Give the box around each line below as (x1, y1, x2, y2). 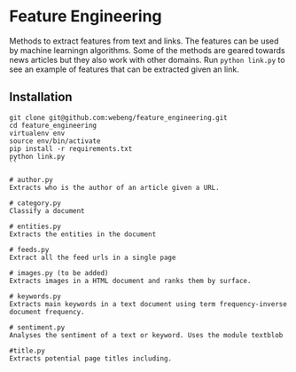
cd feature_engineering (9, 121, 97, 130)
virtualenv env (9, 129, 66, 138)
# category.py (9, 198, 62, 208)
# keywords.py (9, 291, 62, 301)
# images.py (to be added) (9, 268, 109, 277)
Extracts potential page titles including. (9, 353, 173, 363)
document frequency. (9, 307, 86, 316)
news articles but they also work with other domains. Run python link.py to (9, 54, 285, 65)
